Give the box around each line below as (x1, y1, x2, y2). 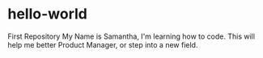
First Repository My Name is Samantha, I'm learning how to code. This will (7, 31, 256, 41)
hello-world (7, 5, 88, 23)
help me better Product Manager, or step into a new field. (7, 39, 198, 49)
